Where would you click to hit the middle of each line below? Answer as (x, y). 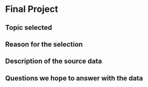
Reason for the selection (44, 44)
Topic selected (29, 28)
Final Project (32, 9)
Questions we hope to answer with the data (74, 78)
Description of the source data (54, 61)
